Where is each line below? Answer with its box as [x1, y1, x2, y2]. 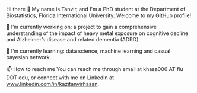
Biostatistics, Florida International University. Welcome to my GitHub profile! [6, 12, 192, 19]
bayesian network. [6, 54, 52, 60]
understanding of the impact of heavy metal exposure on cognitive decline [6, 30, 189, 37]
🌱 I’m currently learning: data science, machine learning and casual [6, 47, 171, 54]
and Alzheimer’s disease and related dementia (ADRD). [6, 36, 141, 43]
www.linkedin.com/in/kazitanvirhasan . [6, 81, 100, 87]
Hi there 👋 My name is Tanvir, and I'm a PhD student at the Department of [6, 6, 186, 12]
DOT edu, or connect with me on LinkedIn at [6, 74, 115, 81]
